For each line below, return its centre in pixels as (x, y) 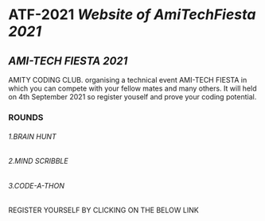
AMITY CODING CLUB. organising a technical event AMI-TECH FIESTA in (128, 80)
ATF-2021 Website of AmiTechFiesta (132, 15)
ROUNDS (26, 117)
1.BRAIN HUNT (33, 136)
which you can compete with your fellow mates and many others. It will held (132, 88)
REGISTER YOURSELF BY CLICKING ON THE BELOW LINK (103, 210)
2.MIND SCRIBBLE (39, 161)
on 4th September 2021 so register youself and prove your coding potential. (132, 97)
